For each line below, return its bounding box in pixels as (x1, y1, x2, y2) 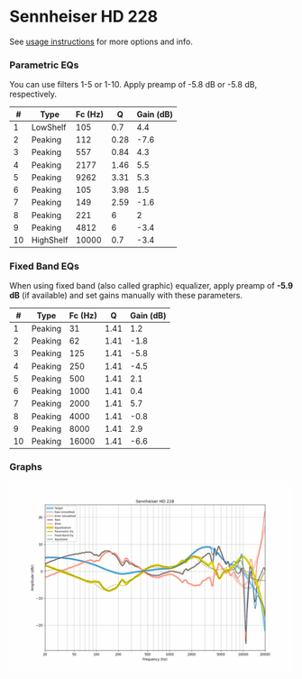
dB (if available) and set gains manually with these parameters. (9, 290, 243, 301)
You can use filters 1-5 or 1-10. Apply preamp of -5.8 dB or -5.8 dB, (9, 79, 258, 90)
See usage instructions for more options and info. (9, 36, 194, 47)
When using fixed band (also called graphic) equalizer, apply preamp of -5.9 (9, 280, 294, 291)
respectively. (9, 88, 57, 100)
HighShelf (31, 234, 69, 245)
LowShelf (31, 122, 67, 133)
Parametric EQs (9, 59, 79, 71)
